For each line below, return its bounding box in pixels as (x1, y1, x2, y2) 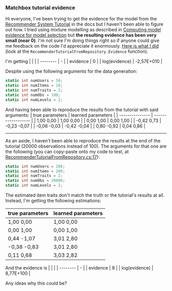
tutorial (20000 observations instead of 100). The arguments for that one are (5, 143, 167, 149)
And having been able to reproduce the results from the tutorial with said (5, 107, 159, 113)
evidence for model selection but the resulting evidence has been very (5, 32, 157, 38)
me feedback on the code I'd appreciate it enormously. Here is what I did (5, 43, 159, 49)
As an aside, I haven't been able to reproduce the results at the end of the (5, 137, 161, 143)
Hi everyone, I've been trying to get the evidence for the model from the (5, 16, 157, 22)
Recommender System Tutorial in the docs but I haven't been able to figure (5, 21, 164, 27)
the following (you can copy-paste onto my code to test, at (5, 148, 129, 155)
